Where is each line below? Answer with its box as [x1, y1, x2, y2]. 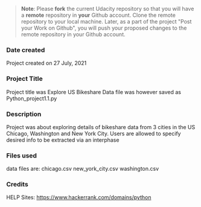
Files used [6, 151, 37, 159]
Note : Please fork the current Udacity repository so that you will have [21, 5, 194, 12]
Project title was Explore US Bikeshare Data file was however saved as [6, 88, 181, 95]
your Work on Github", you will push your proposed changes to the [21, 24, 187, 31]
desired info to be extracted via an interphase [6, 136, 120, 144]
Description [6, 110, 42, 118]
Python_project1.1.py [6, 95, 57, 102]
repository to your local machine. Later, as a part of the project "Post [21, 18, 192, 25]
